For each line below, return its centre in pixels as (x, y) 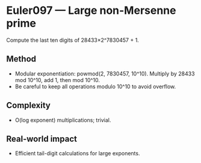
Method (21, 59)
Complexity (29, 105)
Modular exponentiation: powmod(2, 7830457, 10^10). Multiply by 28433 (105, 74)
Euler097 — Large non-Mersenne (91, 11)
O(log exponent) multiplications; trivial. (63, 120)
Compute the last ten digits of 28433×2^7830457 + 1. (73, 40)
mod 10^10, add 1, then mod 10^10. (57, 80)
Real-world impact (42, 139)
